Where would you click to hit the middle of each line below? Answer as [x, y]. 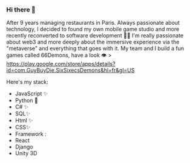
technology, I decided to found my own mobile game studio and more [93, 29]
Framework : [31, 134]
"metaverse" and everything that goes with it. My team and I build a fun [95, 48]
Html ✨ [24, 121]
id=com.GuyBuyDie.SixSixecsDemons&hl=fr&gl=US [70, 70]
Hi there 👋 [21, 10]
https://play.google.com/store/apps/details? [61, 64]
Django [24, 147]
